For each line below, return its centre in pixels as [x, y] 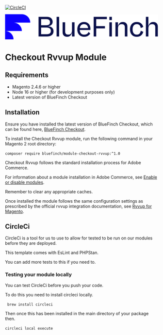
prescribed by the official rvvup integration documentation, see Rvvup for [78, 206]
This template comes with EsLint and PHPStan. [52, 253]
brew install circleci [30, 304]
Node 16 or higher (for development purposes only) [63, 92]
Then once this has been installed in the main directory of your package [77, 313]
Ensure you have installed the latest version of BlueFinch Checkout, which [79, 124]
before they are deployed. [31, 243]
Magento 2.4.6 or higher [36, 87]
